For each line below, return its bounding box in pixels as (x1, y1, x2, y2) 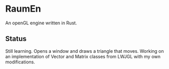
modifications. (5, 59, 36, 65)
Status (5, 34, 27, 43)
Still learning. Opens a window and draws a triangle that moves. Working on (5, 48, 164, 54)
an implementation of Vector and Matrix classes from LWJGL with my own (5, 53, 161, 59)
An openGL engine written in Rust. (5, 20, 77, 26)
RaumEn (5, 3, 41, 15)
